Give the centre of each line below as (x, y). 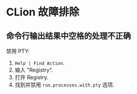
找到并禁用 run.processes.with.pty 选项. (64, 85)
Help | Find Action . (39, 63)
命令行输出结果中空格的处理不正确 (68, 36)
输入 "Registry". (34, 70)
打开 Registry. (31, 77)
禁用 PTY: (18, 51)
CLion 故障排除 (43, 12)
